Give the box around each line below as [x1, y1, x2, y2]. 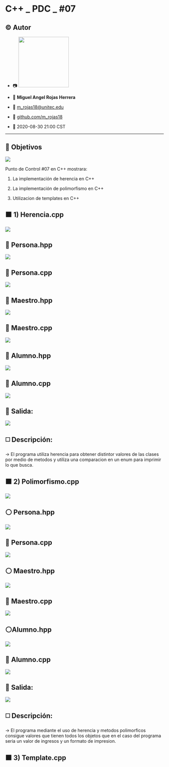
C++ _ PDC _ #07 [5, 3, 76, 15]
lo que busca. [5, 462, 34, 468]
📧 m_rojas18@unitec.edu [12, 104, 64, 110]
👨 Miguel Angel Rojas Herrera [12, 94, 75, 100]
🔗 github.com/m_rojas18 [12, 114, 63, 120]
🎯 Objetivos [5, 143, 42, 151]
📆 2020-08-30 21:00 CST [12, 124, 66, 129]
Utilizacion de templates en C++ [12, 195, 79, 201]
